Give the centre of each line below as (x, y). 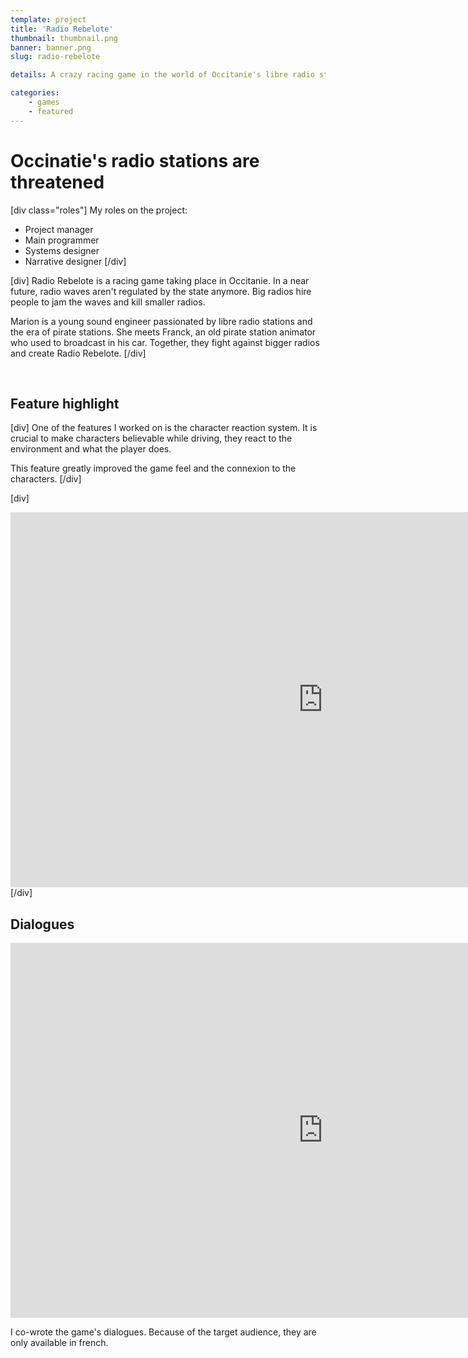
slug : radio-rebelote (55, 57)
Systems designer (62, 250)
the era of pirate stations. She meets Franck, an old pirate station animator (163, 332)
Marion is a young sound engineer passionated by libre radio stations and (161, 321)
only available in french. (59, 1343)
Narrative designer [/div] (75, 261)
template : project (48, 19)
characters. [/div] (46, 479)
